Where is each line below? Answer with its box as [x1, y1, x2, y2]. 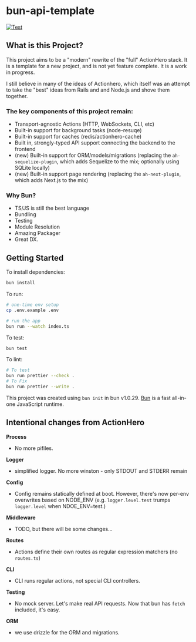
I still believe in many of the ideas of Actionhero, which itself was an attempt [6, 80, 190, 87]
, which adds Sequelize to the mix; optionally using [56, 158, 180, 165]
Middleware [6, 514, 36, 521]
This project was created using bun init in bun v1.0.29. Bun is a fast [6, 394, 171, 401]
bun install [6, 280, 35, 286]
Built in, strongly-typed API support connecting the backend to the [14, 139, 175, 146]
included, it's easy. [14, 606, 60, 613]
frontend [14, 146, 36, 153]
